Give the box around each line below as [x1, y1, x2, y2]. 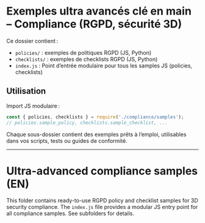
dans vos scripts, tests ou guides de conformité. [6, 137, 128, 144]
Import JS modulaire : [6, 102, 60, 109]
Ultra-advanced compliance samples [6, 164, 198, 177]
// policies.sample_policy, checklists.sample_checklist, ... [6, 120, 168, 126]
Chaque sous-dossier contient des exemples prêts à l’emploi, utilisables [6, 131, 187, 138]
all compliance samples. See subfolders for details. [6, 210, 135, 217]
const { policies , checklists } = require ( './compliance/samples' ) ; [6, 114, 184, 120]
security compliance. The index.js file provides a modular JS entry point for [6, 204, 198, 211]
